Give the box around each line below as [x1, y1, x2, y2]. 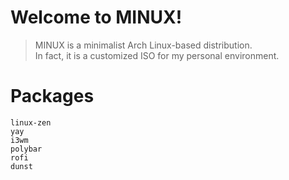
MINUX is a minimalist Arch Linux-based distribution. [34, 39, 253, 51]
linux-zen [10, 117, 52, 128]
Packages [10, 85, 95, 108]
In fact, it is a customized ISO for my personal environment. [34, 49, 280, 61]
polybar [10, 144, 43, 154]
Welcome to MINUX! [10, 6, 183, 29]
